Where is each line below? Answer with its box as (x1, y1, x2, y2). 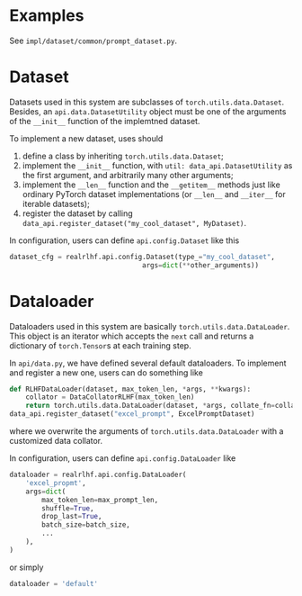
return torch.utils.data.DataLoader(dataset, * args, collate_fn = (25, 402, 276, 411)
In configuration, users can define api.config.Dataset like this (9, 235, 240, 246)
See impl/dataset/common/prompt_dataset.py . (9, 35, 178, 46)
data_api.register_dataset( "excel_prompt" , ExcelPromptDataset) (9, 410, 255, 419)
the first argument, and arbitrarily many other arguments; (22, 169, 234, 180)
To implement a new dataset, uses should (9, 132, 164, 144)
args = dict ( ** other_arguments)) (142, 260, 259, 270)
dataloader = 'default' (9, 579, 99, 588)
